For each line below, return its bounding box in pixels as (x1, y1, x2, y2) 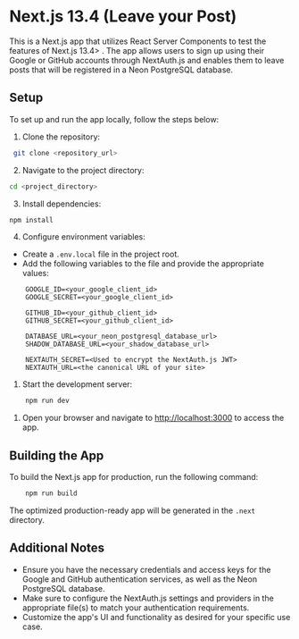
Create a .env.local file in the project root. (21, 248, 180, 260)
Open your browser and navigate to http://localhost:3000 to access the (21, 413, 285, 424)
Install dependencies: (21, 198, 102, 209)
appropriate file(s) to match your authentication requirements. (21, 601, 250, 613)
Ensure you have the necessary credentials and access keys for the (21, 564, 271, 575)
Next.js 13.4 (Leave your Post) (9, 6, 237, 27)
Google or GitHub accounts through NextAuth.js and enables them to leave (9, 55, 285, 65)
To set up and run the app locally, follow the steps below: (9, 114, 220, 124)
